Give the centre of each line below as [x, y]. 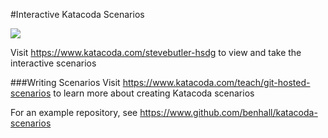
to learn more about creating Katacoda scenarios [154, 93]
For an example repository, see [74, 112]
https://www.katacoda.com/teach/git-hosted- [216, 82]
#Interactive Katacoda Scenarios [77, 14]
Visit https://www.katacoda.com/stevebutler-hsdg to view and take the [156, 52]
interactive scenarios [53, 63]
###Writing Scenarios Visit [65, 82]
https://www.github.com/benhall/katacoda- [228, 112]
